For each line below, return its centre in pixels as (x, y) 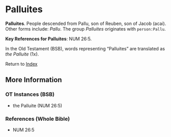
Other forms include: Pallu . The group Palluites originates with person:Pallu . (86, 29)
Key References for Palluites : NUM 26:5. (48, 39)
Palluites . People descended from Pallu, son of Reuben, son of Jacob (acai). (86, 23)
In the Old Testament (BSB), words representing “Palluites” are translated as (85, 48)
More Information (34, 80)
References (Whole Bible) (38, 119)
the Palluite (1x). (22, 54)
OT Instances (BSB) (30, 94)
